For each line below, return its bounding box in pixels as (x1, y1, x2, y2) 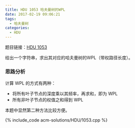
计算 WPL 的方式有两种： (5, 80, 56, 86)
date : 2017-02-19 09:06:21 (5, 12, 60, 17)
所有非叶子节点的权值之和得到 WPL (12, 97, 83, 103)
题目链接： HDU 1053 (5, 44, 48, 50)
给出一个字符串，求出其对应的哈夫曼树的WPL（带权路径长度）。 (5, 55, 133, 61)
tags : (5, 16, 16, 21)
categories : (5, 26, 29, 31)
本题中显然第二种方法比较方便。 (5, 107, 70, 113)
